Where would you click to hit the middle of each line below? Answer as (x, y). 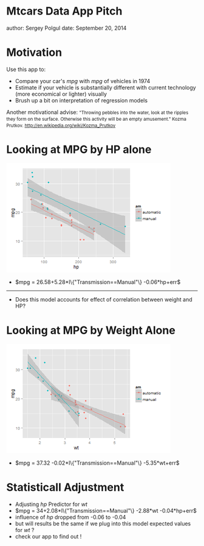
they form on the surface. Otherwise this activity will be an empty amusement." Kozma (96, 119)
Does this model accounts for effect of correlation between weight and (104, 299)
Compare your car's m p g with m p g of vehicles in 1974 (83, 81)
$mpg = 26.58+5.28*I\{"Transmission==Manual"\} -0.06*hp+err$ (98, 282)
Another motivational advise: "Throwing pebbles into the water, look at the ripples (97, 112)
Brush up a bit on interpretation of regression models (81, 100)
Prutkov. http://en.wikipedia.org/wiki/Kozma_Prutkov (61, 126)
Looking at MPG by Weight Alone (91, 330)
